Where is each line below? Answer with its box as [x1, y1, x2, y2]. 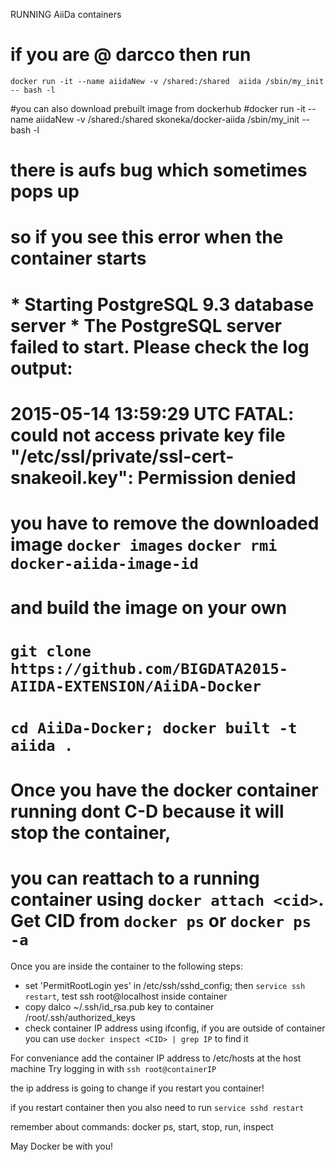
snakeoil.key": [10, 466, 134, 489]
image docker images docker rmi [10, 533, 278, 556]
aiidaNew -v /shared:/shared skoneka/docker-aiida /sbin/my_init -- [35, 113, 311, 125]
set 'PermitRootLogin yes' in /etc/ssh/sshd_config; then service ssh [24, 979, 306, 991]
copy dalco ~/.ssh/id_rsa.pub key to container [24, 1000, 215, 1013]
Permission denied [137, 466, 297, 489]
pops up [10, 180, 80, 203]
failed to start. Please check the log [10, 335, 310, 358]
